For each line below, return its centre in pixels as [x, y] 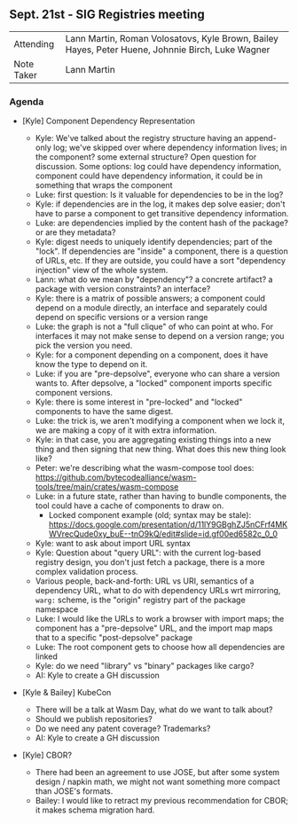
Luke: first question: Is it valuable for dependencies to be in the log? [159, 195]
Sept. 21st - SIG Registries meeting [107, 15]
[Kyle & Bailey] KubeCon [67, 693]
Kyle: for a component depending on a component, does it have [152, 355]
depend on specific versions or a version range [122, 318]
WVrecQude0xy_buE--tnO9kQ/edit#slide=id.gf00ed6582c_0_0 [163, 534]
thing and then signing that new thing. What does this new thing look [161, 449]
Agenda [27, 101]
